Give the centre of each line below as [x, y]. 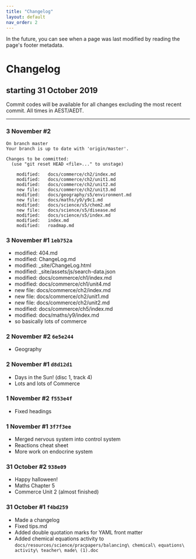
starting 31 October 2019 [52, 90]
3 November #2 [29, 131]
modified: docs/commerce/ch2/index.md [66, 174]
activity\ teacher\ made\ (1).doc [56, 550]
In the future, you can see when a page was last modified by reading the [93, 39]
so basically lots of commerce [50, 321]
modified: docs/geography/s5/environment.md [74, 195]
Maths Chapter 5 [35, 486]
